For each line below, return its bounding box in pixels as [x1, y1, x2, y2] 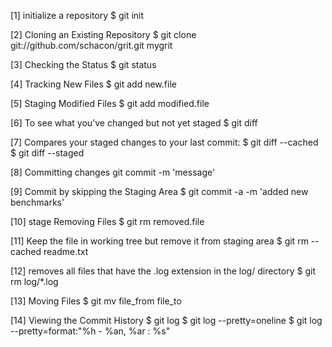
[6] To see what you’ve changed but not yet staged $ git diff [10, 117, 258, 129]
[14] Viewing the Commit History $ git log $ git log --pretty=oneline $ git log [10, 315, 323, 326]
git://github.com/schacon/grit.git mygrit [10, 40, 173, 51]
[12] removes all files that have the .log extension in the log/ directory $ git [10, 265, 316, 277]
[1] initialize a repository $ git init [10, 10, 145, 21]
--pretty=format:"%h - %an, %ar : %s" [10, 325, 171, 337]
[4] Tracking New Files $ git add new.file [10, 78, 177, 90]
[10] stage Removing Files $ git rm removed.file [10, 216, 205, 227]
